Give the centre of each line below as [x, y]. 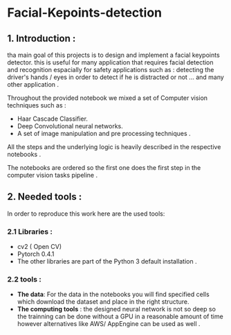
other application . [33, 84]
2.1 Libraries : [30, 232]
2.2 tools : [24, 280]
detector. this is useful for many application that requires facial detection [110, 62]
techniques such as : [37, 105]
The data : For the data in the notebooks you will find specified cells [113, 294]
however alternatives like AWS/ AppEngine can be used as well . [109, 324]
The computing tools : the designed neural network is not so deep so [117, 309]
